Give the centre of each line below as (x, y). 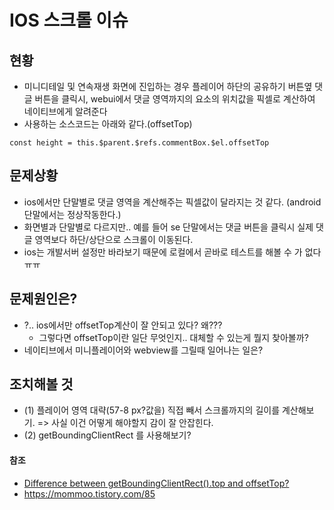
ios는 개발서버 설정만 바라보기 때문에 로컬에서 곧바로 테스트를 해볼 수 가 (163, 252)
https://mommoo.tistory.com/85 (89, 493)
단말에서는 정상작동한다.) (72, 214)
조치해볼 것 (41, 384)
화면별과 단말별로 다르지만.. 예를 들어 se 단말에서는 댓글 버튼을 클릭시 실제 (168, 227)
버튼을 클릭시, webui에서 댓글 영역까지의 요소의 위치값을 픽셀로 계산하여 (175, 99)
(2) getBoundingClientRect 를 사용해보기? (107, 435)
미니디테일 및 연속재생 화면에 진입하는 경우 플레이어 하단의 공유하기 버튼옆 (168, 86)
